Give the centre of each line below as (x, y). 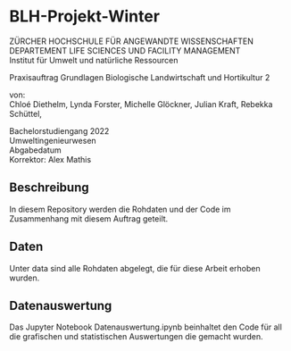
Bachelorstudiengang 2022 (59, 130)
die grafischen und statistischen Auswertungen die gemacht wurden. (136, 337)
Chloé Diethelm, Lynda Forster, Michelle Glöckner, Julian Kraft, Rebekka (141, 104)
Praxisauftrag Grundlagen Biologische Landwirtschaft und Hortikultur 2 (140, 77)
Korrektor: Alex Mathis (50, 159)
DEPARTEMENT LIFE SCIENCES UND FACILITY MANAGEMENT (125, 50)
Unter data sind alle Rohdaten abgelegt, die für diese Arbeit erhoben (135, 268)
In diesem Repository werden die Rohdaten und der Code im (120, 209)
